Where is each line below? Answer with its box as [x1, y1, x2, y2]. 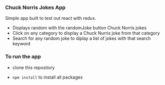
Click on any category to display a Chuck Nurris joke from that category [12, 30, 161, 36]
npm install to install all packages [12, 74, 83, 80]
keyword [12, 41, 31, 47]
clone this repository [12, 64, 55, 71]
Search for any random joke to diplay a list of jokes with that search [12, 35, 151, 41]
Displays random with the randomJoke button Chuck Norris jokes [12, 25, 147, 31]
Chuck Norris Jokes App [5, 4, 66, 11]
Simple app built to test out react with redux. [5, 15, 96, 21]
